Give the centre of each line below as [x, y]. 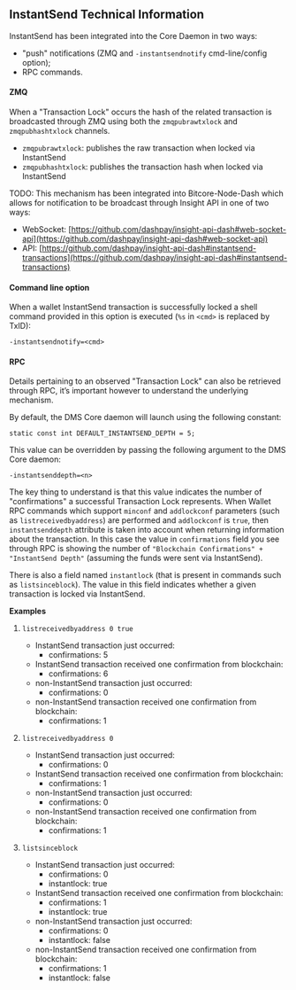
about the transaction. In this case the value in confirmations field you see [144, 539]
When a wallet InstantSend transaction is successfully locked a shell [133, 307]
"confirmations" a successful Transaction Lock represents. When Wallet [140, 502]
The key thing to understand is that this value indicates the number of [136, 492]
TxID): [20, 326]
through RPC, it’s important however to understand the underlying [129, 391]
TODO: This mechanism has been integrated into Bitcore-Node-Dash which [147, 193]
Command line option [49, 287]
